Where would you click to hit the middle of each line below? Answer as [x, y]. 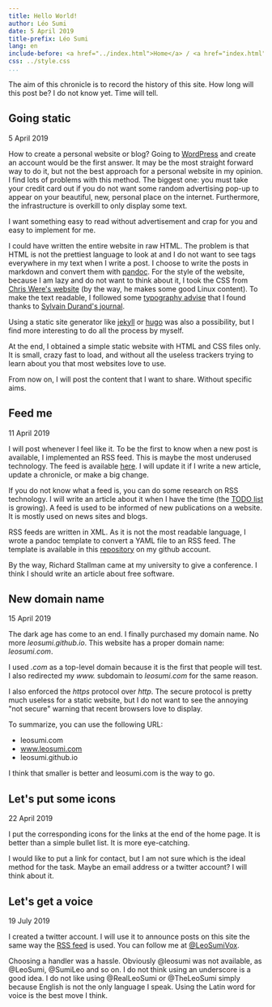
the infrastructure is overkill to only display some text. [98, 205]
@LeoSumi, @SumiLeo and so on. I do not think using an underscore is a [130, 969]
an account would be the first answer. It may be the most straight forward [131, 162]
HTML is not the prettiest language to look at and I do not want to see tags [132, 254]
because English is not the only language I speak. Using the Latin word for [132, 987]
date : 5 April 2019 [41, 31]
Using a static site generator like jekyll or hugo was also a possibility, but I [132, 322]
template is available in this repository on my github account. [110, 549]
